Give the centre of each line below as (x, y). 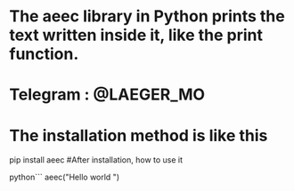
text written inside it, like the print (136, 35)
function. (44, 54)
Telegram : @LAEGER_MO (107, 95)
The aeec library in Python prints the (147, 16)
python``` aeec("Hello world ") (65, 177)
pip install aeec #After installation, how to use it (96, 160)
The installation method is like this (139, 135)
